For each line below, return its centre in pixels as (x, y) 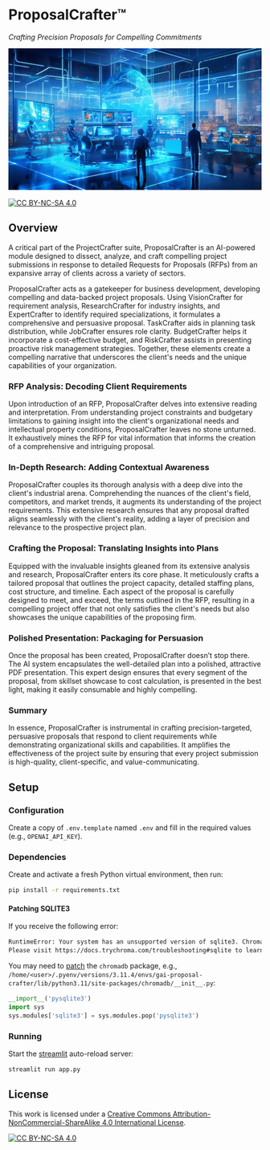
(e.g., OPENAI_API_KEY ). (45, 836)
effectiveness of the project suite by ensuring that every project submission (133, 754)
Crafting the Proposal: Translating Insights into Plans (114, 548)
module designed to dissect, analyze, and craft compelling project (118, 256)
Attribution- (192, 1114)
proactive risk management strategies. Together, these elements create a (129, 348)
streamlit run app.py (45, 1069)
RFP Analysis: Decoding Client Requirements (98, 386)
